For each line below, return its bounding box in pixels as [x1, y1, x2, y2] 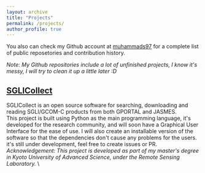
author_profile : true [6, 26, 62, 32]
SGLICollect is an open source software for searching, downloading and [6, 101, 188, 109]
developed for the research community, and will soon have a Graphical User [6, 121, 198, 128]
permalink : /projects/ [6, 20, 64, 26]
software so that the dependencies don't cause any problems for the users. [6, 134, 198, 141]
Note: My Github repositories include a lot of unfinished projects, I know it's [6, 61, 198, 68]
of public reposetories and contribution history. [6, 50, 126, 57]
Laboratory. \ [6, 160, 40, 167]
